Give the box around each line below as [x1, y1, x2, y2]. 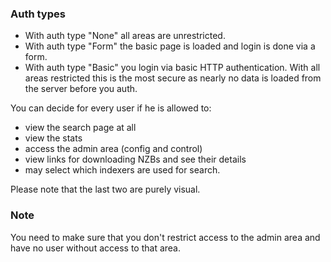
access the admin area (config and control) [24, 143, 203, 155]
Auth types [10, 7, 66, 21]
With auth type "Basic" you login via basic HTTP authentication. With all [24, 62, 321, 74]
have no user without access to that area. [10, 242, 182, 254]
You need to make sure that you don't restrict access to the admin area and [10, 231, 321, 243]
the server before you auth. [24, 83, 138, 95]
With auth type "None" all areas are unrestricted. [24, 30, 226, 42]
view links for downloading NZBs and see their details [24, 153, 247, 166]
